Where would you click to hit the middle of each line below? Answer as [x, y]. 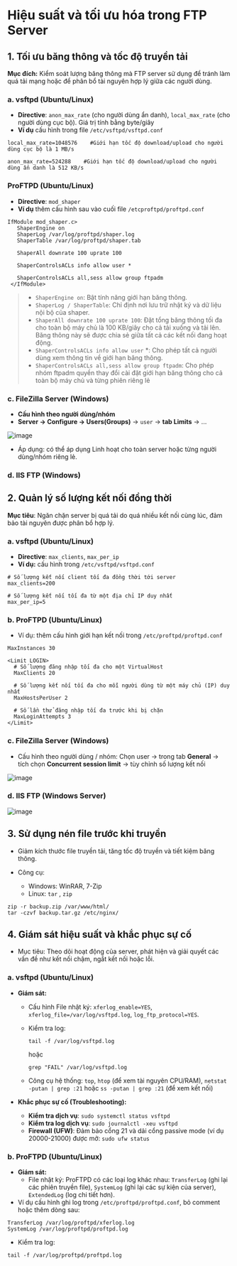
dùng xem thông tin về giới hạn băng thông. [99, 357]
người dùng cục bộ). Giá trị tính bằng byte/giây [86, 123]
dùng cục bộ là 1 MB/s [41, 149]
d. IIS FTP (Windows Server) [57, 796]
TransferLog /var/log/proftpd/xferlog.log [71, 1223]
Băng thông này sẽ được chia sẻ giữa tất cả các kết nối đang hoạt [131, 335]
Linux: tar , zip [50, 893]
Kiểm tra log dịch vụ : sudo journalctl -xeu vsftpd [103, 1123]
